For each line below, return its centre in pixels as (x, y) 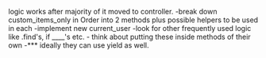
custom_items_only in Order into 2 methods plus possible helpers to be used (133, 20)
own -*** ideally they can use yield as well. (79, 45)
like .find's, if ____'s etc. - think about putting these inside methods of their (130, 37)
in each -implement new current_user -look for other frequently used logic (130, 28)
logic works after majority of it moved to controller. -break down (113, 12)
